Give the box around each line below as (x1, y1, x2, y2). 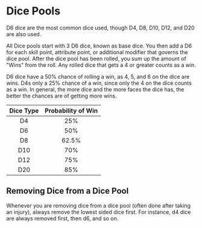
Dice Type (9, 106, 39, 115)
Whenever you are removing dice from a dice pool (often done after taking (6, 202, 191, 209)
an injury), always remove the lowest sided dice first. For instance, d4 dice (6, 208, 191, 215)
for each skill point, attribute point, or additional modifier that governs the (6, 48, 188, 55)
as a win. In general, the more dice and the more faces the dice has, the (6, 85, 185, 93)
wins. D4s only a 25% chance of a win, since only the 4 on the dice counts (6, 79, 192, 87)
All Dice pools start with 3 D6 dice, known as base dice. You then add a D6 (6, 42, 192, 49)
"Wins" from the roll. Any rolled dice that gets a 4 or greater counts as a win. (6, 61, 196, 69)
